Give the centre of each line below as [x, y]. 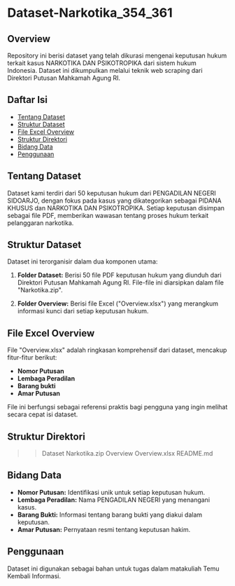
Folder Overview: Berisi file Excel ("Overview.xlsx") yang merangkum [118, 304]
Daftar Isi [27, 100]
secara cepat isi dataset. [43, 414]
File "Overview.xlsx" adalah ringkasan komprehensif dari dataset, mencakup [117, 350]
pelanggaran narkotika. [41, 223]
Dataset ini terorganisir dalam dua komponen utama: [83, 261]
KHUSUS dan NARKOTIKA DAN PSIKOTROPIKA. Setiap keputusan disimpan [116, 207]
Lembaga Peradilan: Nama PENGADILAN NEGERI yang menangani [114, 500]
